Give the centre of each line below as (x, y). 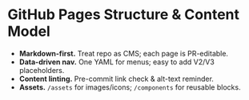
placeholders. (42, 70)
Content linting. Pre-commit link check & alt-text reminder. (116, 79)
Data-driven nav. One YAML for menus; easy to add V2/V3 (117, 62)
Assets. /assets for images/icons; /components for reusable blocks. (130, 87)
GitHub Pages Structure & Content (123, 15)
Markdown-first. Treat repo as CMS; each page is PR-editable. (124, 53)
